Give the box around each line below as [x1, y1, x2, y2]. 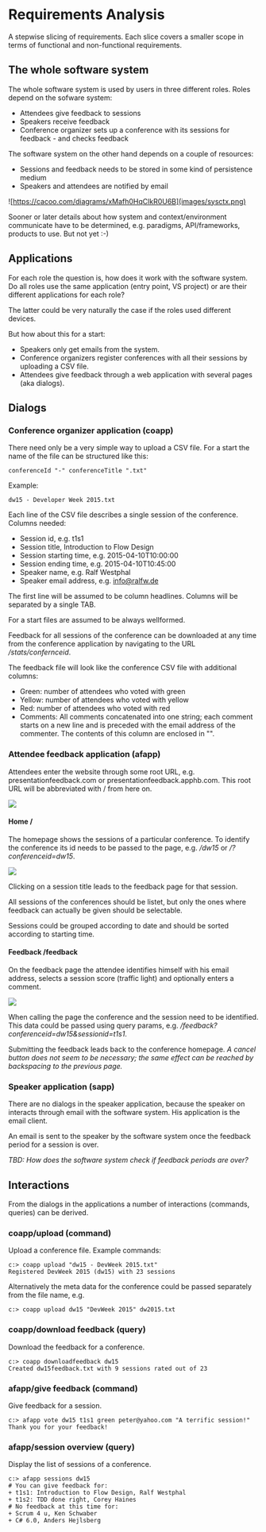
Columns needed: [8, 519, 67, 528]
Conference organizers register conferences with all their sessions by [19, 353, 248, 362]
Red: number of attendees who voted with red [19, 704, 171, 713]
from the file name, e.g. [8, 1291, 85, 1300]
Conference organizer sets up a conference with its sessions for [19, 125, 230, 134]
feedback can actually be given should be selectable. [8, 905, 183, 915]
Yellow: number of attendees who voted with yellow [19, 695, 189, 704]
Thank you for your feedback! [8, 1423, 109, 1431]
